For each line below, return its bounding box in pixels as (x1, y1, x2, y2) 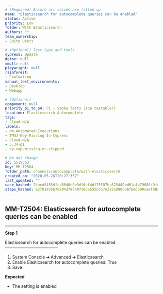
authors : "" (5, 30, 29, 35)
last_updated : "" (5, 178, 40, 183)
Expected (5, 274, 25, 279)
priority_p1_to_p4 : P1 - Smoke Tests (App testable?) (5, 106, 116, 111)
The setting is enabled (12, 283, 57, 289)
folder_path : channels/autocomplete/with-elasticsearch (5, 169, 120, 174)
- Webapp (5, 88, 23, 93)
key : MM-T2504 (5, 164, 34, 169)
